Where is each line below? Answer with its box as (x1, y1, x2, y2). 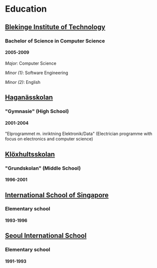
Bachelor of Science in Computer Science (5, 38, 105, 44)
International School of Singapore (5, 191, 109, 199)
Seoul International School (5, 231, 87, 240)
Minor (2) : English (5, 79, 41, 85)
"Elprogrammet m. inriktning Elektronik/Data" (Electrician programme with (5, 131, 153, 137)
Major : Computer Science (5, 60, 57, 66)
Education (5, 3, 47, 15)
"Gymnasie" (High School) (5, 108, 69, 115)
